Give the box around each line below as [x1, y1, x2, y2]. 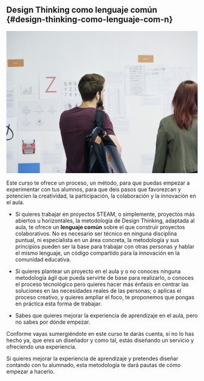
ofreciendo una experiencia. [6, 343, 77, 351]
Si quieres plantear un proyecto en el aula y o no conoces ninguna [15, 268, 181, 275]
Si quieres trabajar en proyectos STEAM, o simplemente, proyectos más [15, 210, 195, 218]
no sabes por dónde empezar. [15, 318, 90, 326]
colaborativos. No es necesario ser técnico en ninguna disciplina [15, 230, 177, 237]
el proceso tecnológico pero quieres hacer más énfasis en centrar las [15, 280, 189, 288]
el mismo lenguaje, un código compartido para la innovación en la [15, 249, 180, 257]
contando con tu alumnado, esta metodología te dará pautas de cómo [6, 361, 181, 369]
